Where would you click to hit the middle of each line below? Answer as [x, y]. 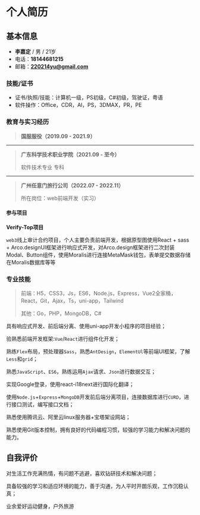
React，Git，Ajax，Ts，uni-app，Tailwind [72, 301]
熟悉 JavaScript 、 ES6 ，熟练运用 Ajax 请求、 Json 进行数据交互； [81, 372]
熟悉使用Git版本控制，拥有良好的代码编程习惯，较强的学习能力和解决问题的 [98, 430]
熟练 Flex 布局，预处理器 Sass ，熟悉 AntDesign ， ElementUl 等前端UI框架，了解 [98, 351]
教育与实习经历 [28, 122]
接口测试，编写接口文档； [43, 405]
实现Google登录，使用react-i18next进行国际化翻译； [70, 384]
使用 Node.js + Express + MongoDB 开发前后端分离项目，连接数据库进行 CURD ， [95, 397]
